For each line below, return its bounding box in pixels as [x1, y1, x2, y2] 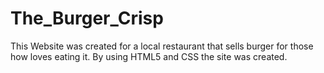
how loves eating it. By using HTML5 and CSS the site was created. [10, 50, 288, 62]
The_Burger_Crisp [10, 7, 164, 30]
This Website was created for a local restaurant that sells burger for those [10, 40, 314, 52]
